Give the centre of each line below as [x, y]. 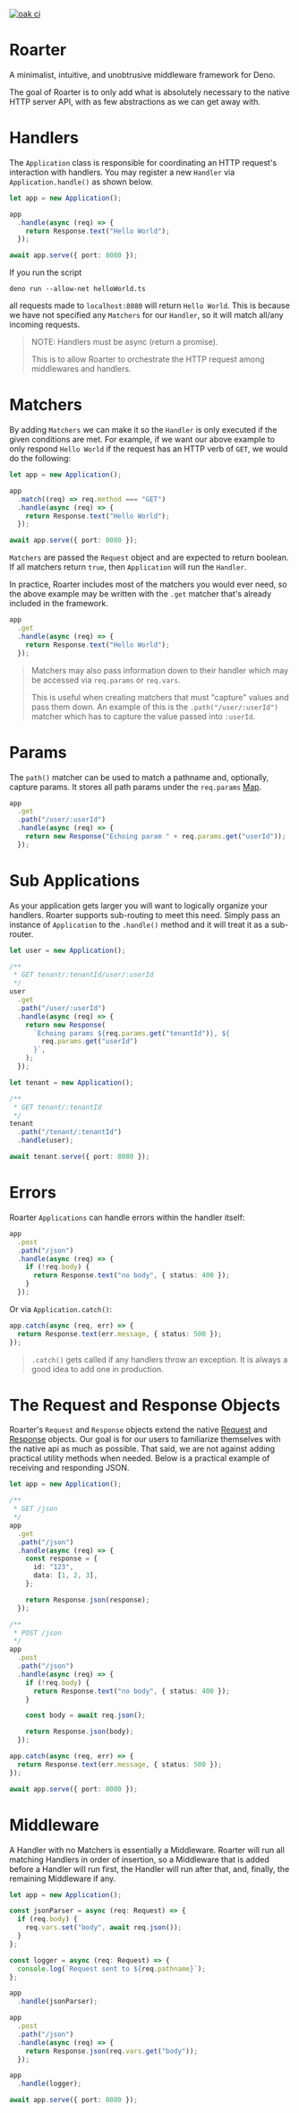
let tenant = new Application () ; [72, 1082]
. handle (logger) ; [50, 2084]
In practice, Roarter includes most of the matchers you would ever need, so [149, 584]
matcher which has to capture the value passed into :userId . [143, 716]
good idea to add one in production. [97, 1369]
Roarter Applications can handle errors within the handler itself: [127, 1217]
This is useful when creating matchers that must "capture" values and [160, 697]
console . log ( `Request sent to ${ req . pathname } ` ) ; [111, 1969]
